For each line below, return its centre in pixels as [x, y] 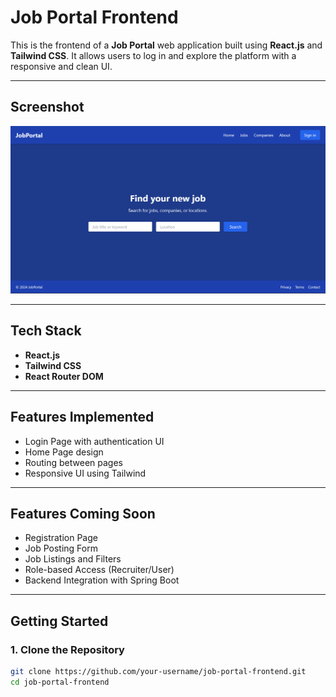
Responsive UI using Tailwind [85, 473]
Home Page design [64, 452]
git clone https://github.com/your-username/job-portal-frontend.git [158, 672]
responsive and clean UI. [61, 66]
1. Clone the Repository [67, 649]
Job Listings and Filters [73, 559]
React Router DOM [64, 376]
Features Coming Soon [83, 514]
